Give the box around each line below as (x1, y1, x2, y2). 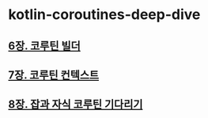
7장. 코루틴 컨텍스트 (8, 68, 100, 82)
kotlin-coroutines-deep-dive (8, 6, 201, 24)
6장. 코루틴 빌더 (8, 39, 81, 52)
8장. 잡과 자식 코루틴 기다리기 (8, 97, 143, 112)
